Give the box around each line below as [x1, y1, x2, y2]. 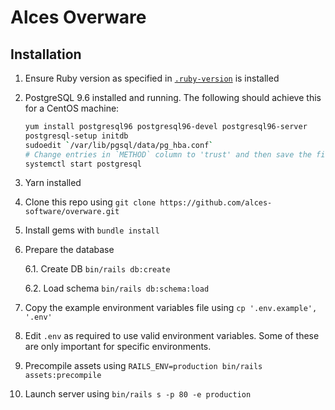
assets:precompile [24, 371, 102, 381]
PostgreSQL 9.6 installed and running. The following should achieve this [24, 92, 322, 103]
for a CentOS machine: [24, 102, 120, 114]
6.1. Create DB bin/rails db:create [24, 263, 171, 275]
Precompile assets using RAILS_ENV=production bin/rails [24, 360, 263, 372]
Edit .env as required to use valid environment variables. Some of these [24, 330, 320, 342]
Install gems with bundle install [24, 224, 160, 236]
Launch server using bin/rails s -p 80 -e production [24, 388, 252, 400]
